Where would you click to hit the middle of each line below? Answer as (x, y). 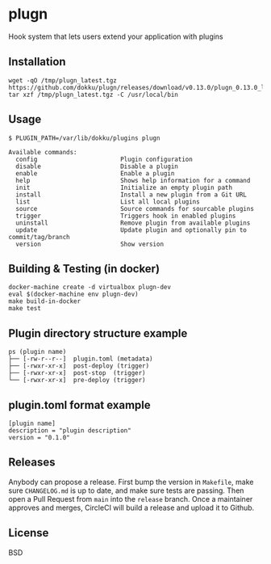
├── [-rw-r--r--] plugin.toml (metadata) (81, 359)
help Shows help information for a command (133, 180)
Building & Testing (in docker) (84, 269)
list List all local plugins (108, 202)
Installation (37, 62)
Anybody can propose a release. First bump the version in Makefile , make (131, 482)
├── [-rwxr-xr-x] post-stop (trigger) (77, 373)
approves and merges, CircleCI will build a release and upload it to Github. (131, 507)
